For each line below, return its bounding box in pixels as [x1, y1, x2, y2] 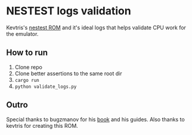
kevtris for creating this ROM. [6, 122, 79, 129]
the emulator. [6, 30, 39, 37]
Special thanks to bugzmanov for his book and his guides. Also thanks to [6, 115, 185, 123]
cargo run [14, 77, 40, 83]
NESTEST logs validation [6, 4, 131, 18]
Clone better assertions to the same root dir [14, 70, 122, 77]
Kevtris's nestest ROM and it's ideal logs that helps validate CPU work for [6, 24, 187, 31]
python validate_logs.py [14, 84, 77, 90]
